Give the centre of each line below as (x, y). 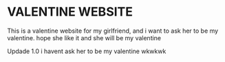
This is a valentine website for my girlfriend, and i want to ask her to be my (113, 31)
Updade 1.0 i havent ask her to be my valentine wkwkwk (87, 51)
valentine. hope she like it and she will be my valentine (84, 37)
